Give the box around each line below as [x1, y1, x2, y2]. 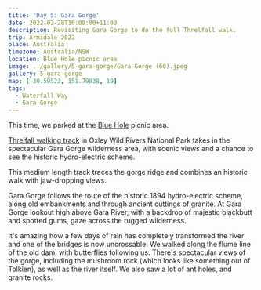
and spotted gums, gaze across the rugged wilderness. [8, 216, 187, 226]
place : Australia [8, 41, 65, 49]
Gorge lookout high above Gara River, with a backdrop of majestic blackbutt [8, 208, 252, 217]
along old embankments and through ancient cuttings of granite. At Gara [8, 199, 242, 208]
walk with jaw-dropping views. [8, 176, 107, 185]
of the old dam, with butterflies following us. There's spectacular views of [8, 248, 246, 257]
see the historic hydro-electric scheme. [8, 152, 136, 161]
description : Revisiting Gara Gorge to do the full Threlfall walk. [8, 26, 237, 34]
